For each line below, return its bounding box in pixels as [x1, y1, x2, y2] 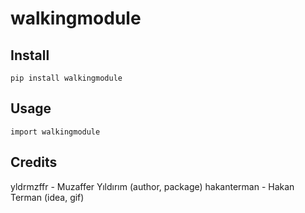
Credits [10, 154, 58, 171]
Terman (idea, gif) [10, 191, 85, 203]
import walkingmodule [10, 127, 101, 137]
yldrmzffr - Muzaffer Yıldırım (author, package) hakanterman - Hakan [10, 180, 295, 192]
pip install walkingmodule [10, 73, 123, 83]
